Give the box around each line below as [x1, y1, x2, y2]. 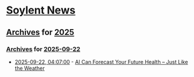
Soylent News [6, 4, 75, 17]
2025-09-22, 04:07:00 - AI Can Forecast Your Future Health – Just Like [14, 58, 189, 65]
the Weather [14, 65, 45, 72]
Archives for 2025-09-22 [6, 45, 81, 53]
